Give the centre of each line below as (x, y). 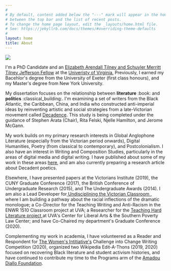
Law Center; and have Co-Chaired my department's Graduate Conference (83, 221)
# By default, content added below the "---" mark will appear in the (82, 15)
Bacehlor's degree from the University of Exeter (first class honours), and (82, 78)
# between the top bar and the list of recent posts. (64, 19)
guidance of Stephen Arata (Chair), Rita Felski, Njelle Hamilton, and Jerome (84, 120)
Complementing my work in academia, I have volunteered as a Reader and (83, 236)
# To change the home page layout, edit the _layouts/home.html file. (82, 24)
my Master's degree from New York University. (54, 83)
